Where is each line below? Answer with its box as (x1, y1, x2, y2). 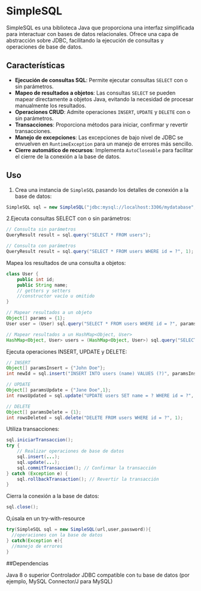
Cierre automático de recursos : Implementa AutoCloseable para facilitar (14, 146, 193, 153)
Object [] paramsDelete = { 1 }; (6, 409, 82, 415)
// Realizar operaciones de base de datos (17, 448, 124, 454)
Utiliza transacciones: (6, 426, 60, 433)
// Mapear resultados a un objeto (6, 310, 93, 316)
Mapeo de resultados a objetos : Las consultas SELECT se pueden (14, 89, 176, 97)
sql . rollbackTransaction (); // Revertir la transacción (17, 476, 160, 482)
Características (6, 61, 65, 71)
